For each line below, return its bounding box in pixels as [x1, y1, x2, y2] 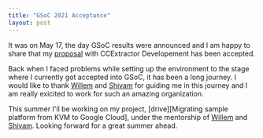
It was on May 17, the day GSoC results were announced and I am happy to [8, 40, 250, 49]
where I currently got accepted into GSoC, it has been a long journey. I [8, 72, 237, 82]
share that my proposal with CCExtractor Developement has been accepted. [8, 49, 256, 58]
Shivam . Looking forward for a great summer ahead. [8, 121, 178, 130]
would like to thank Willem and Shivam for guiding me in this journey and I [8, 80, 248, 90]
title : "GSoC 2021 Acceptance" [8, 11, 111, 20]
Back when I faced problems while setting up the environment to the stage [8, 64, 250, 73]
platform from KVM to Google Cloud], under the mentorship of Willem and [8, 112, 248, 122]
